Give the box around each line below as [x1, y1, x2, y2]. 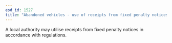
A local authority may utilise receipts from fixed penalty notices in [5, 26, 144, 32]
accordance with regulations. [5, 32, 67, 38]
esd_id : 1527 [5, 7, 33, 13]
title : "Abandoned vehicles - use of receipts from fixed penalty [5, 12, 150, 17]
